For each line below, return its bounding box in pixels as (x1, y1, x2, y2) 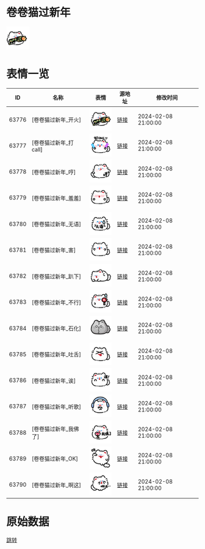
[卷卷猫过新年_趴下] (31, 273, 81, 280)
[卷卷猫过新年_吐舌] (31, 351, 81, 358)
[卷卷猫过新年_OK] (31, 455, 78, 462)
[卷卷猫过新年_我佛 (31, 426, 79, 433)
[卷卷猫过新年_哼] (31, 168, 76, 175)
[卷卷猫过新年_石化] (31, 325, 81, 332)
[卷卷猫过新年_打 (31, 139, 74, 146)
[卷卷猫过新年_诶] (31, 377, 76, 384)
